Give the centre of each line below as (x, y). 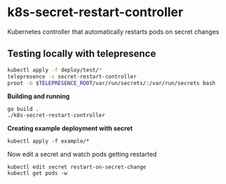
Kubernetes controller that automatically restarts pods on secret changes (113, 32)
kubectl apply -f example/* (49, 141)
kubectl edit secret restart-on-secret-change (77, 167)
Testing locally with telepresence (82, 54)
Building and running (39, 96)
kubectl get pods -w (38, 173)
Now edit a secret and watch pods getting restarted (82, 155)
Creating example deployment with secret (70, 129)
